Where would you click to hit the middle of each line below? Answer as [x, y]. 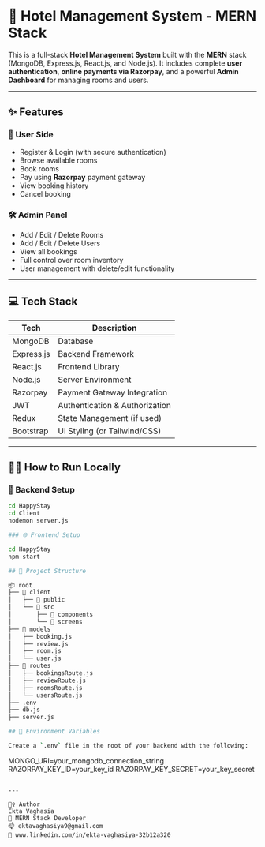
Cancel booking [45, 193]
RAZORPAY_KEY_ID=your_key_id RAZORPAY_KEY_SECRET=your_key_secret [131, 769]
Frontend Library [89, 366]
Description [114, 328]
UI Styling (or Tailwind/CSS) [110, 431]
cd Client [24, 513]
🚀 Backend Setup [41, 490]
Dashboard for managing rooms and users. [78, 80]
